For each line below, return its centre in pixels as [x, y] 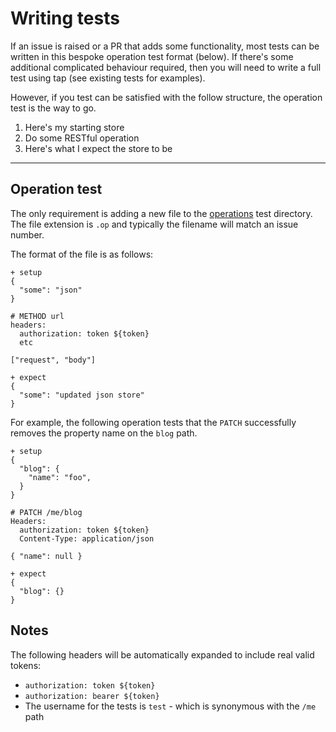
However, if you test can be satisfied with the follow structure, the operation [166, 97]
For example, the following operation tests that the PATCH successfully [153, 422]
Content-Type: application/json [87, 538]
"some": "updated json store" [82, 395]
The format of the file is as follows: [82, 254]
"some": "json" [51, 290]
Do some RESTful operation [82, 138]
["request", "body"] [53, 360]
